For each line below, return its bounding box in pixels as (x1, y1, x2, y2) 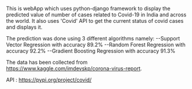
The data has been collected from (6, 59, 88, 66)
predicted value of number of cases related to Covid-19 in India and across (6, 11, 187, 18)
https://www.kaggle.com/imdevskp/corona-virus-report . (6, 65, 142, 72)
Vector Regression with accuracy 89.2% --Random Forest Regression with (6, 41, 186, 48)
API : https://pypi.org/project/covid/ (6, 76, 92, 83)
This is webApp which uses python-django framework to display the (6, 5, 171, 12)
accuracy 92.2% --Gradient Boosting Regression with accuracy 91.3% (6, 47, 176, 54)
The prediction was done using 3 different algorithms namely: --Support (6, 35, 180, 42)
